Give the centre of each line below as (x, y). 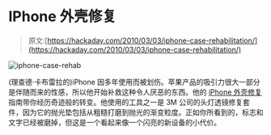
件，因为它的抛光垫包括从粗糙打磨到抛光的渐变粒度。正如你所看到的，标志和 (136, 112)
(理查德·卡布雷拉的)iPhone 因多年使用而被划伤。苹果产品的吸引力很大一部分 (134, 82)
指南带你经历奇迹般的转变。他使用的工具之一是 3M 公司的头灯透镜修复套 (129, 102)
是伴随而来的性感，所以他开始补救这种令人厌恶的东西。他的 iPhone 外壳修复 (135, 92)
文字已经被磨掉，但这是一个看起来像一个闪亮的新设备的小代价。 (114, 122)
